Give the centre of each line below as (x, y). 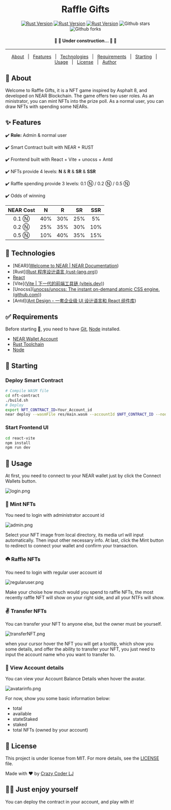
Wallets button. (21, 481)
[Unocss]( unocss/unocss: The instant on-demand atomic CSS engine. (86, 289)
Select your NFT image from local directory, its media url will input (75, 535)
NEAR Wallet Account (35, 339)
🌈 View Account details (35, 667)
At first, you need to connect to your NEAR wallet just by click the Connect (83, 476)
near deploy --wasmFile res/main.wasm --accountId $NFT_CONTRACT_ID (79, 414)
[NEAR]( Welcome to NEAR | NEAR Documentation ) (66, 265)
